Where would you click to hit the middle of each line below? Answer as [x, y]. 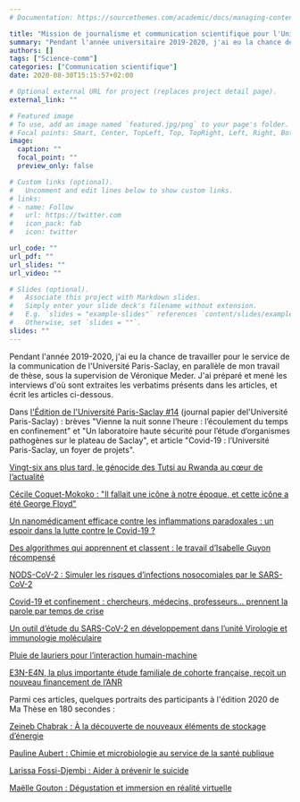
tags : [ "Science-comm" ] [54, 59]
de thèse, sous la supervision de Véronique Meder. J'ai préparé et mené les [148, 375]
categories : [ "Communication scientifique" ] [93, 67]
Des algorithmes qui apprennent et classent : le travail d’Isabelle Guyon [140, 548]
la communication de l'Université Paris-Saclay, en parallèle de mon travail [144, 366]
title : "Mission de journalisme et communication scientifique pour [139, 34]
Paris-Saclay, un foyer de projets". [72, 449]
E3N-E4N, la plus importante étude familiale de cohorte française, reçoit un [148, 672]
